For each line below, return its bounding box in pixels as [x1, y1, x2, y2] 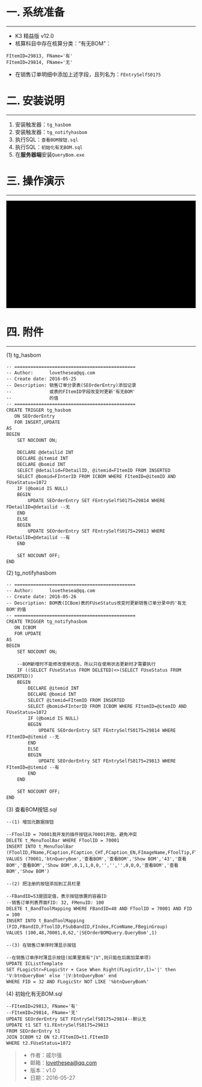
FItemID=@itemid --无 [6, 734, 60, 740]
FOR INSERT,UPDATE [14, 419, 61, 425]
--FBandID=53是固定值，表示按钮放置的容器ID [6, 893, 107, 899]
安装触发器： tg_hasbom [14, 121, 72, 128]
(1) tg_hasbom [6, 351, 41, 359]
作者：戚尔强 [29, 1051, 62, 1059]
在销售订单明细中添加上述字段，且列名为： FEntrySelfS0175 [14, 71, 161, 78]
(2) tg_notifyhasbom [6, 569, 57, 576]
